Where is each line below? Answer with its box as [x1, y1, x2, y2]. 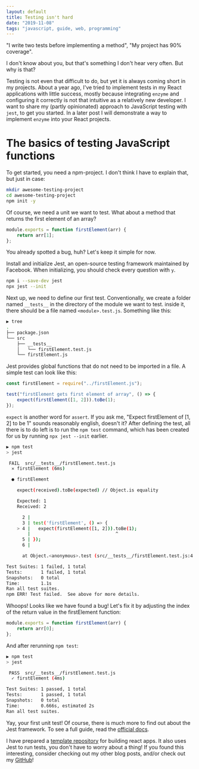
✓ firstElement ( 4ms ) [11, 675, 66, 681]
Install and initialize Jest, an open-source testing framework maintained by [6, 260, 189, 267]
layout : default [6, 8, 46, 15]
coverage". [6, 48, 33, 56]
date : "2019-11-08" [6, 20, 55, 26]
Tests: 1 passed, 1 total [6, 692, 86, 698]
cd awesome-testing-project [6, 192, 76, 199]
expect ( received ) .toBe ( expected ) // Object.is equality [17, 487, 159, 493]
